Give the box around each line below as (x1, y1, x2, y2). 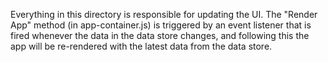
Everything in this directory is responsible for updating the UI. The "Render (10, 9, 318, 20)
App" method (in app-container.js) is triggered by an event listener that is (10, 19, 312, 31)
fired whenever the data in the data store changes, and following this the (10, 30, 310, 41)
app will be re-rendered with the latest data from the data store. (10, 40, 273, 52)
